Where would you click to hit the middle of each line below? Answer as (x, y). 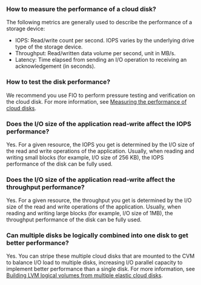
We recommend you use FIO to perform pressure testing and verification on (101, 95)
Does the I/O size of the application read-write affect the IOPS (99, 124)
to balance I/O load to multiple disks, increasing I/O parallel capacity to (94, 263)
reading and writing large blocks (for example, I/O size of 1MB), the (90, 213)
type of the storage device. (49, 47)
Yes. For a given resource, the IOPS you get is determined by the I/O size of (100, 144)
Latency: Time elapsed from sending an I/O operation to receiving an (101, 60)
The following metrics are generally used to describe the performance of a (99, 22)
